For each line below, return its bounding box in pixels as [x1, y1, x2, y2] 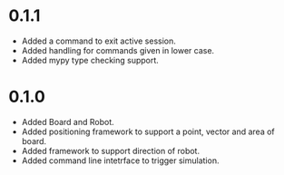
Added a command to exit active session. [21, 35, 176, 46]
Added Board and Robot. [21, 116, 114, 127]
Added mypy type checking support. [21, 54, 160, 65]
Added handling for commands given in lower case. [21, 44, 215, 55]
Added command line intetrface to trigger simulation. [21, 155, 220, 166]
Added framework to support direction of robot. [21, 145, 201, 156]
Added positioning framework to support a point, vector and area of [21, 126, 276, 137]
